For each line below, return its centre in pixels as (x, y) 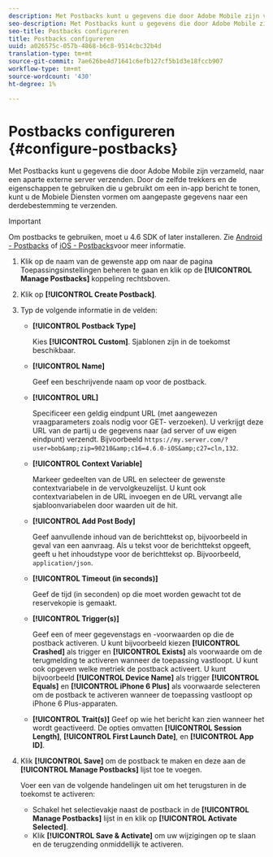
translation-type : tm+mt (50, 54)
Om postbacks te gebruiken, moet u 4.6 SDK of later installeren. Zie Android (135, 237)
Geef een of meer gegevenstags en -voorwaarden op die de (133, 634)
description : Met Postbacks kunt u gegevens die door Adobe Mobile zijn (134, 16)
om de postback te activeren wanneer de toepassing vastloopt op (142, 695)
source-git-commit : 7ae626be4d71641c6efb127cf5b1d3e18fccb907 (116, 62)
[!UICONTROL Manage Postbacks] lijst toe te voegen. (111, 770)
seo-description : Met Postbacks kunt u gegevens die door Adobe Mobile (132, 24)
